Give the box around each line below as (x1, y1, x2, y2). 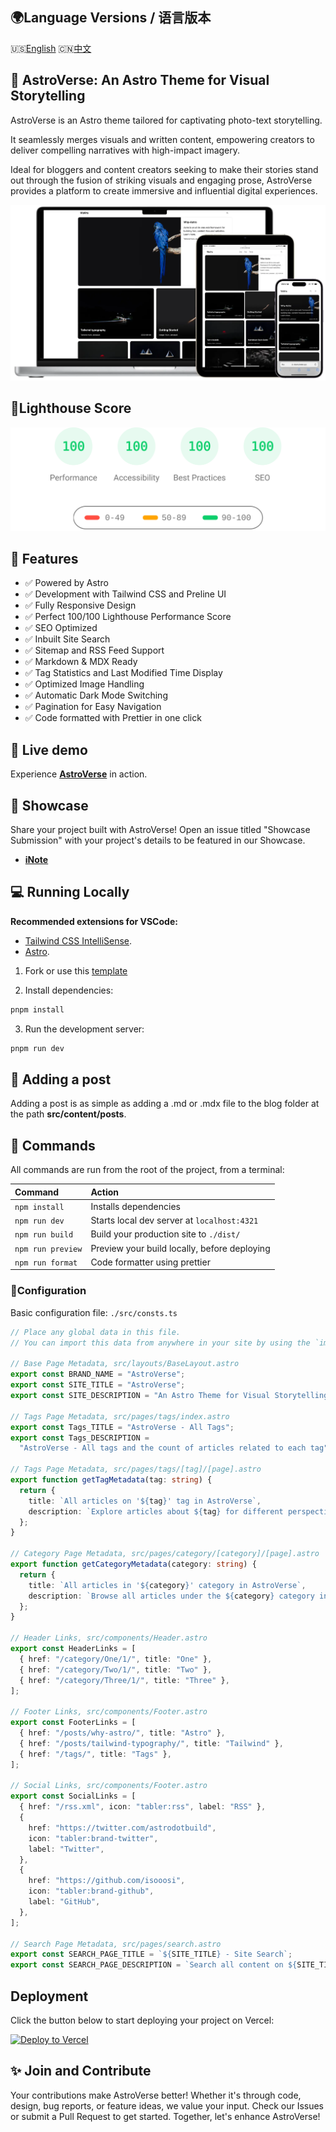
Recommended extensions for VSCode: (10, 915, 178, 927)
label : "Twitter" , (28, 1844, 105, 1854)
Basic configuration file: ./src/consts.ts (10, 1306, 178, 1318)
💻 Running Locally (10, 884, 130, 901)
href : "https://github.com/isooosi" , (28, 1876, 186, 1886)
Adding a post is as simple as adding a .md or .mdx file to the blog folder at (10, 1098, 320, 1110)
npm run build (14, 1230, 74, 1240)
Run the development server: (24, 1023, 145, 1035)
